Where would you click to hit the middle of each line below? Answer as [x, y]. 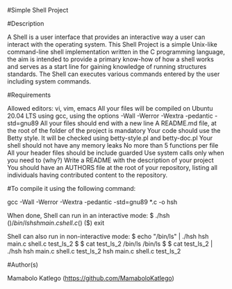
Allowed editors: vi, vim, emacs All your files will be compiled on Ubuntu [110, 108]
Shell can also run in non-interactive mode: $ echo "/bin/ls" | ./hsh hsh [108, 236]
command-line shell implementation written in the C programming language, [116, 52]
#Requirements [29, 95]
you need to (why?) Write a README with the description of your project [110, 160]
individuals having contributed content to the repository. [88, 175]
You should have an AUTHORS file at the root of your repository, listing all [112, 167]
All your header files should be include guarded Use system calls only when [116, 153]
